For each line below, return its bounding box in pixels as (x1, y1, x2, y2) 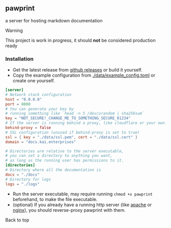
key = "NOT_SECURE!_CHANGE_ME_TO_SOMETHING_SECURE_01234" (5, 116, 131, 121)
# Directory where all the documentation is (5, 168, 101, 173)
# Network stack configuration (5, 92, 72, 97)
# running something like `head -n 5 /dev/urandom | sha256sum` (5, 111, 145, 116)
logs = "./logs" (5, 181, 40, 187)
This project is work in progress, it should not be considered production (5, 37, 156, 43)
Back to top (5, 217, 30, 223)
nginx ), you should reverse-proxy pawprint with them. (12, 207, 126, 213)
